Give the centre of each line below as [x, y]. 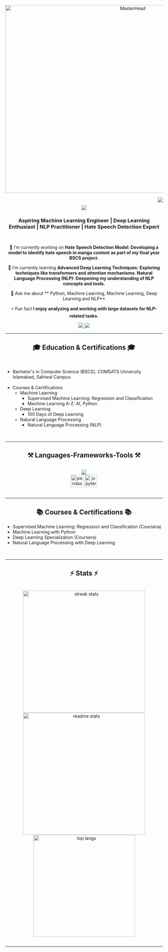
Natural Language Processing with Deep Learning [64, 542]
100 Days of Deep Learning [55, 414]
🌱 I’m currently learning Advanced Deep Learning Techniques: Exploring [84, 268]
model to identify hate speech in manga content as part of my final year [84, 253]
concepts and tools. [84, 284]
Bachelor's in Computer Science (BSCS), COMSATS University [77, 372]
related [77, 316]
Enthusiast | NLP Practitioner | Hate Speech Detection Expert [84, 227]
